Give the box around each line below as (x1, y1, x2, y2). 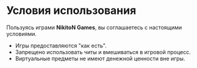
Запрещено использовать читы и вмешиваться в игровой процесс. (15, 48, 191, 55)
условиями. (6, 30, 37, 37)
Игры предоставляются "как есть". (15, 42, 107, 49)
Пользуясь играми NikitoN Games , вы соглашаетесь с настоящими (6, 24, 182, 31)
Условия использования (6, 4, 137, 18)
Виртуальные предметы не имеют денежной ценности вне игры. (15, 55, 185, 62)
